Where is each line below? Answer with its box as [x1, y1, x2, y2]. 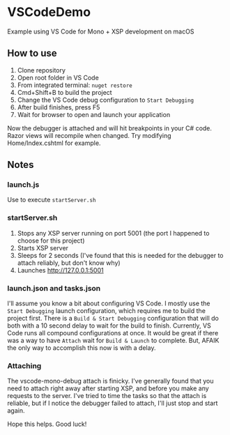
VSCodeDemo [7, 4, 91, 20]
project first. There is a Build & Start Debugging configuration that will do [7, 314, 220, 323]
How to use [7, 47, 57, 59]
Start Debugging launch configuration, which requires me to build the [7, 307, 206, 315]
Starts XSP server [17, 243, 68, 252]
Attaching [7, 360, 42, 370]
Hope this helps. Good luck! [7, 420, 87, 429]
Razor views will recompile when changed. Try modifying [7, 131, 172, 139]
